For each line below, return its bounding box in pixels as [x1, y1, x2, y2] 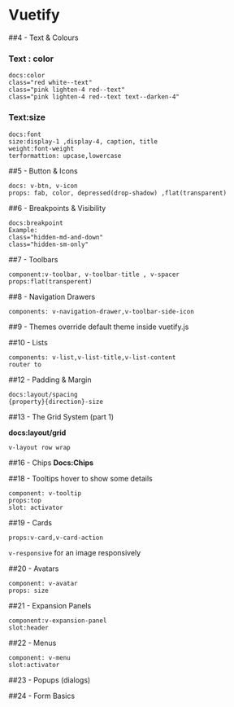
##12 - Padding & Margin [8, 375, 92, 384]
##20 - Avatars [8, 564, 59, 573]
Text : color [8, 53, 54, 64]
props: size [8, 586, 49, 595]
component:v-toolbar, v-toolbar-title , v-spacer [8, 270, 180, 279]
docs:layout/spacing [8, 390, 79, 398]
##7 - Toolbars [8, 254, 58, 264]
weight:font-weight [8, 144, 75, 152]
